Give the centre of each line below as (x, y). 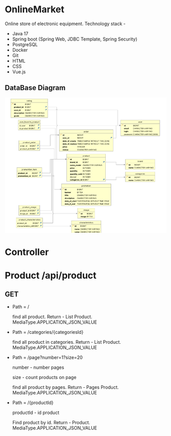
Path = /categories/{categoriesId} (48, 332)
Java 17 (20, 33)
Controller (27, 252)
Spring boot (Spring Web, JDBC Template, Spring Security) (75, 39)
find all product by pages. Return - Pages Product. (65, 387)
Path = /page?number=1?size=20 (47, 357)
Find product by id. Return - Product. (51, 422)
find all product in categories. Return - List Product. (66, 342)
